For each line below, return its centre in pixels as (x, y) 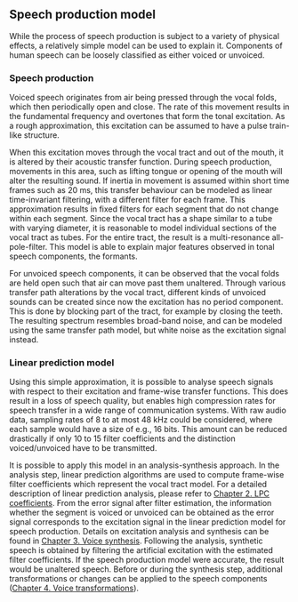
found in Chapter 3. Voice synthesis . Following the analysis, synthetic (137, 541)
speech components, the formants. (73, 256)
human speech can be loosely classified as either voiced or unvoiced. (137, 55)
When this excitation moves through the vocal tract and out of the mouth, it (147, 153)
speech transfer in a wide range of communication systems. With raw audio (148, 410)
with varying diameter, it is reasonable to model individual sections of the (143, 228)
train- (280, 126)
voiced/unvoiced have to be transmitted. (83, 448)
